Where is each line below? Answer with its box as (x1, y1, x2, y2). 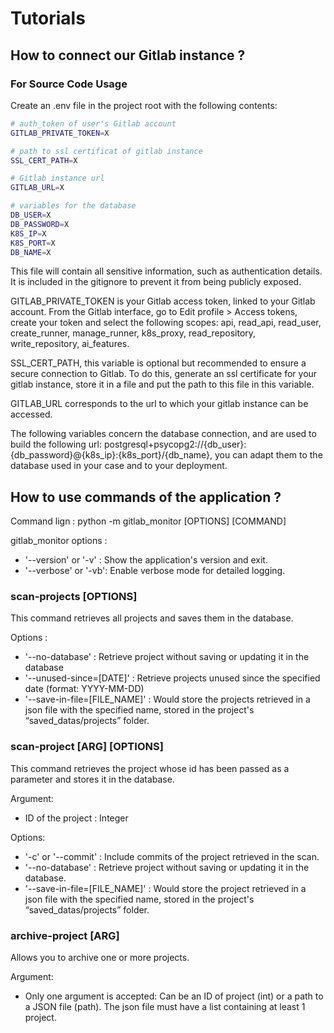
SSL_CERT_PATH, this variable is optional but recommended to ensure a (10, 357, 307, 369)
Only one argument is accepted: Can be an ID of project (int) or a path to (24, 990, 324, 1002)
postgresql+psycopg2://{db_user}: (103, 438, 247, 451)
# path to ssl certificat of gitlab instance (10, 146, 203, 156)
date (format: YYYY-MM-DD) (24, 683, 145, 695)
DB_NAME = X (10, 247, 52, 257)
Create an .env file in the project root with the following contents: (10, 99, 278, 111)
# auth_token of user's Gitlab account (10, 118, 177, 129)
